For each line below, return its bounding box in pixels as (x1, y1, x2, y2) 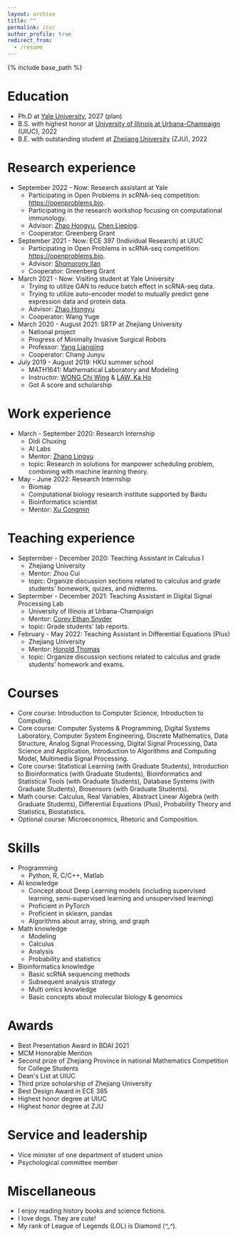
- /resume (14, 44, 43, 51)
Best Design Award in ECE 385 (17, 1086, 108, 1095)
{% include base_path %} (7, 64, 83, 71)
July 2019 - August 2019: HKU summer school (17, 358, 154, 366)
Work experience (7, 406, 112, 422)
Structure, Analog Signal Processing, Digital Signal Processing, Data (17, 738, 217, 747)
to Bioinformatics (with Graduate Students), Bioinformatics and (17, 769, 202, 778)
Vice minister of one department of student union (17, 1151, 163, 1159)
